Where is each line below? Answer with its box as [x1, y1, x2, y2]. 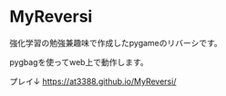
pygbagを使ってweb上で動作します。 [9, 56, 149, 67]
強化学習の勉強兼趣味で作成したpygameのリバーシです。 [9, 37, 223, 48]
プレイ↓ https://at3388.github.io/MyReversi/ [9, 75, 177, 87]
